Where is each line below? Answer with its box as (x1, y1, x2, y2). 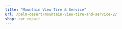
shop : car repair (5, 16, 41, 21)
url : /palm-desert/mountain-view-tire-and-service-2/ (5, 12, 118, 17)
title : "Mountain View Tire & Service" (5, 7, 87, 12)
